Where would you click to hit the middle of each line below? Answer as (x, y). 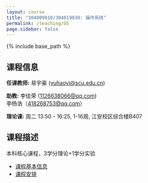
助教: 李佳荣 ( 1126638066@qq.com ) (51, 96)
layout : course (26, 12)
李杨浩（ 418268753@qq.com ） (46, 104)
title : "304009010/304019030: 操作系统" (56, 18)
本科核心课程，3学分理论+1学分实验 (51, 153)
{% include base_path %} (38, 46)
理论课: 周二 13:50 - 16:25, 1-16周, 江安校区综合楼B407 (74, 117)
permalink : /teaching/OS (38, 23)
